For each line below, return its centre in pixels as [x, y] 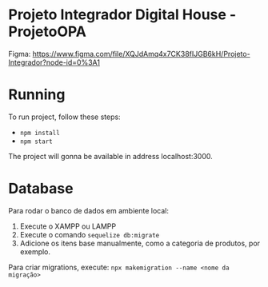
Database [41, 189]
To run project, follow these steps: [65, 117]
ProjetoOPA [47, 32]
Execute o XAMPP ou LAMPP [68, 226]
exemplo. [35, 251]
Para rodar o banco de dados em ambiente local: [89, 210]
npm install [40, 133]
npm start [36, 142]
